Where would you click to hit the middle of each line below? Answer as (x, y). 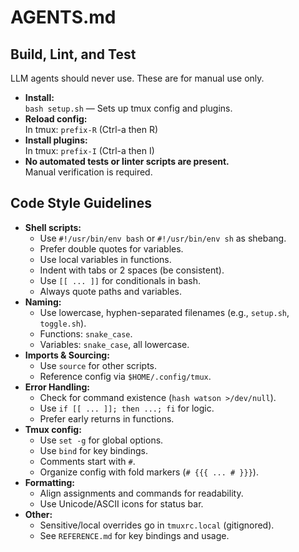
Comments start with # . (87, 461)
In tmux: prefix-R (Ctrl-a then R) (91, 129)
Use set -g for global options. (101, 440)
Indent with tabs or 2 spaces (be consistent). (132, 270)
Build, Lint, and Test (73, 54)
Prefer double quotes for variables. (111, 248)
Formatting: (50, 482)
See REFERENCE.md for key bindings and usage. (134, 535)
